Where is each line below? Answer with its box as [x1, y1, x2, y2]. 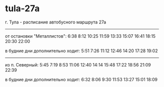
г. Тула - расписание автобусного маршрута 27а [5, 19, 106, 25]
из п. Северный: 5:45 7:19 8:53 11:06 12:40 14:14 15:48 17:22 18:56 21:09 [5, 62, 151, 67]
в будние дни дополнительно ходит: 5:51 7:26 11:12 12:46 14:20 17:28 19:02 [5, 47, 158, 54]
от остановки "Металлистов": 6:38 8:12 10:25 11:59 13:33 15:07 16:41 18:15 [5, 33, 156, 39]
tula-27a [5, 3, 40, 14]
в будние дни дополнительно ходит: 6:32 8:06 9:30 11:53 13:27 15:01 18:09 [5, 76, 158, 82]
